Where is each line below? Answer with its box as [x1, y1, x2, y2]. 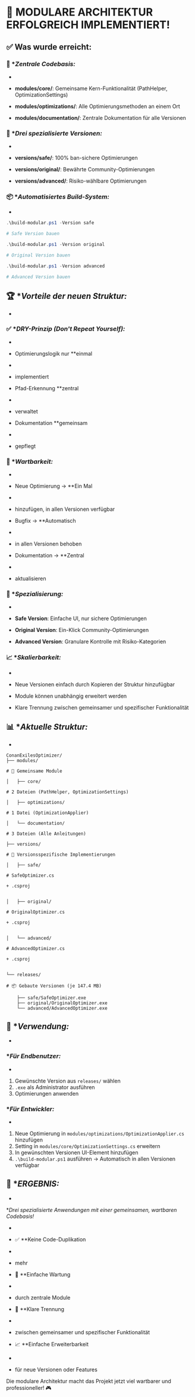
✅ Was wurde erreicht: [6, 42, 92, 52]
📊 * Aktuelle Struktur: [6, 722, 88, 732]
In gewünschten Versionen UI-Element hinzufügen [14, 1149, 139, 1156]
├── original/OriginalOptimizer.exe [17, 1000, 108, 1006]
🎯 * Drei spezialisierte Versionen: [6, 129, 102, 137]
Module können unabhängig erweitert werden [14, 692, 127, 699]
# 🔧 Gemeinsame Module [6, 768, 62, 774]
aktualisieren [14, 575, 46, 582]
